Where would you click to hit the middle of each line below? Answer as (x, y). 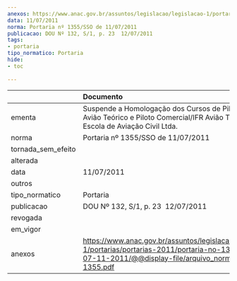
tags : (15, 40)
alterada (25, 161)
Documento (103, 96)
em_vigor (26, 229)
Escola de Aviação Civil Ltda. (130, 126)
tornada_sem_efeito (43, 149)
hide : (15, 60)
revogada (26, 218)
